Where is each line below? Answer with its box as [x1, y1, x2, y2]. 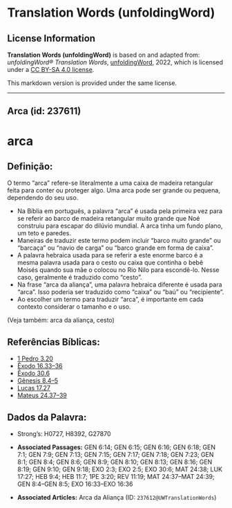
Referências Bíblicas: [7, 336, 100, 347]
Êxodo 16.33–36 [17, 362, 64, 370]
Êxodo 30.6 [17, 369, 50, 378]
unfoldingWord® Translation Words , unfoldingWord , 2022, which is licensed [7, 58, 223, 66]
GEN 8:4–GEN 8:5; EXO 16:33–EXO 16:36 [17, 480, 133, 489]
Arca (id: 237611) [7, 105, 81, 117]
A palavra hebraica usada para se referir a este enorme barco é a [17, 251, 204, 260]
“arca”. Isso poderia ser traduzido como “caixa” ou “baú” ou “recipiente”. [17, 288, 224, 296]
